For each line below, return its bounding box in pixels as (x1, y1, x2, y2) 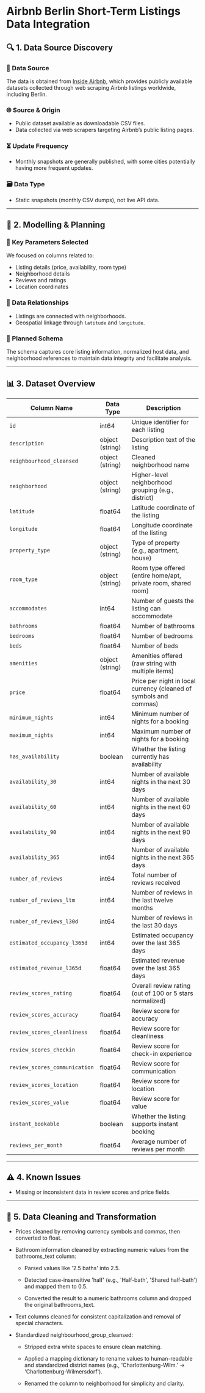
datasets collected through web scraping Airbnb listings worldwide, (6, 84, 176, 91)
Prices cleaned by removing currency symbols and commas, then (15, 1228, 181, 1235)
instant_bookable (9, 1120, 60, 1127)
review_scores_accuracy (9, 1011, 79, 1018)
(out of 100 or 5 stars (131, 989, 193, 997)
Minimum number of (131, 709, 190, 718)
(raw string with (131, 659, 177, 667)
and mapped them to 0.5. (24, 1283, 88, 1290)
